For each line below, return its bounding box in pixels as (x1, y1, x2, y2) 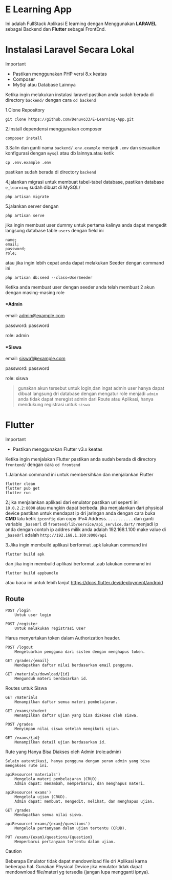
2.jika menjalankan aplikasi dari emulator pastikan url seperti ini (5, 499, 139, 505)
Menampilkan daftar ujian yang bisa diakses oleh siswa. (14, 713, 139, 718)
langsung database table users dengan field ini (5, 227, 104, 233)
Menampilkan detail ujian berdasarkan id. (14, 740, 106, 745)
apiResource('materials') (5, 772, 60, 777)
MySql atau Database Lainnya (12, 81, 76, 87)
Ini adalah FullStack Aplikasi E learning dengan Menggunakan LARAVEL (5, 20, 157, 27)
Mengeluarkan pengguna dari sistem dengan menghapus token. (14, 649, 145, 654)
